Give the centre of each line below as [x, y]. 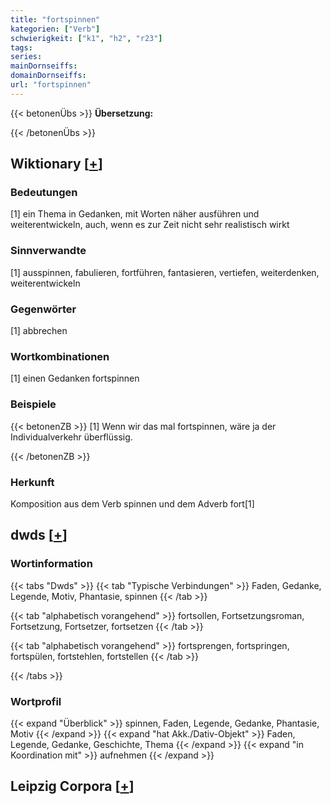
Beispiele [33, 404]
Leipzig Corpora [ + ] [72, 786]
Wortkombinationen [60, 356]
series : [26, 57]
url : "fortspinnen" [51, 85]
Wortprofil [36, 701]
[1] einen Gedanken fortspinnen [75, 378]
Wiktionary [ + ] [56, 164]
